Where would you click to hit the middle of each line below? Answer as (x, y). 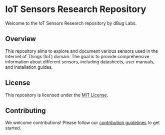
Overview (21, 39)
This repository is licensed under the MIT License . (57, 95)
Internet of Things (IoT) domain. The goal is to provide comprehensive (77, 56)
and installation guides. (29, 67)
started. (13, 128)
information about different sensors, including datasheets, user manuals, (80, 62)
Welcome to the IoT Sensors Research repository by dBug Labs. (71, 23)
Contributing (25, 111)
